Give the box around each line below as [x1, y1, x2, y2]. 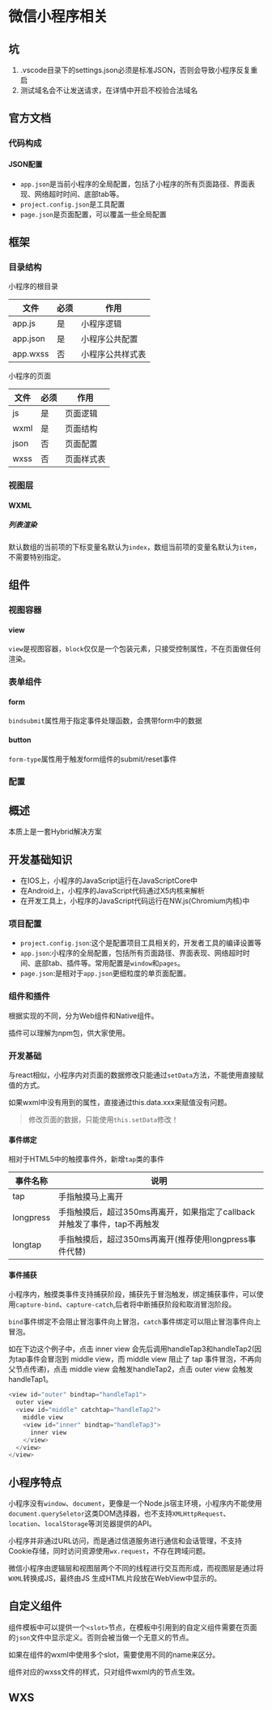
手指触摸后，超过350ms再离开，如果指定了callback [57, 1206, 255, 1217]
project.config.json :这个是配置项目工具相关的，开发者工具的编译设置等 [19, 938, 261, 948]
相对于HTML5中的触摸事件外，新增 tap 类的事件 [8, 1154, 164, 1164]
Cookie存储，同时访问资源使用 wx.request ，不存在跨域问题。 [8, 1546, 210, 1556]
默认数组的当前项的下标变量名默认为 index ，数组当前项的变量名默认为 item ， [8, 542, 261, 552]
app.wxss [12, 348, 49, 360]
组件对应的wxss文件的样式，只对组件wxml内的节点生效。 [8, 1666, 200, 1677]
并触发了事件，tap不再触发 [57, 1218, 160, 1230]
